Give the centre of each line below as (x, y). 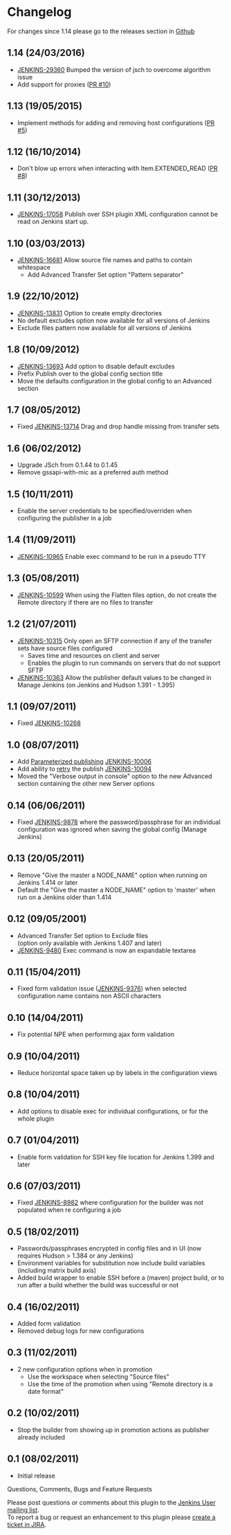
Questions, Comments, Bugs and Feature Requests (80, 1489)
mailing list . (23, 1509)
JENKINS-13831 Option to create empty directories (90, 313)
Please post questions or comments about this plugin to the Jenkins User (111, 1502)
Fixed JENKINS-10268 (49, 723)
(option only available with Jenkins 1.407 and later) (90, 943)
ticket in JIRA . (27, 1524)
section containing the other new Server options (86, 784)
